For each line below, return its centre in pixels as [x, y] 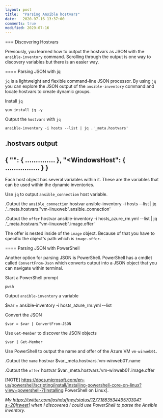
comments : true [21, 23]
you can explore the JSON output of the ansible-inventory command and [80, 86]
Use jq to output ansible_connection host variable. [56, 194]
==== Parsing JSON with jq [33, 71]
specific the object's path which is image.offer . [53, 239]
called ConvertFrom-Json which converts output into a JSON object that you [81, 263]
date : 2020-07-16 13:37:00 [35, 19]
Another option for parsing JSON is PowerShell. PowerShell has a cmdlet [79, 258]
